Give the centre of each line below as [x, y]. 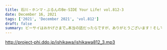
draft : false [19, 24]
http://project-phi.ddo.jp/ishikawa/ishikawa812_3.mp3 [60, 42]
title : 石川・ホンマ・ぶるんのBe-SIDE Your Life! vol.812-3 [65, 10]
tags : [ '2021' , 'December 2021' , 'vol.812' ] [52, 19]
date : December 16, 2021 [31, 14]
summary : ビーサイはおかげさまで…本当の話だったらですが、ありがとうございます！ [79, 28]
